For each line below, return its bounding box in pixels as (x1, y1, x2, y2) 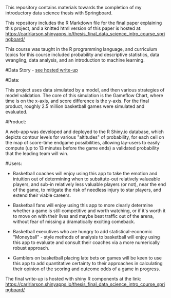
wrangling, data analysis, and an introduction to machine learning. (5, 57, 145, 63)
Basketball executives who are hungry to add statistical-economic (12, 229, 153, 234)
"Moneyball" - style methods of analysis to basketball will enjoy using (12, 234, 160, 240)
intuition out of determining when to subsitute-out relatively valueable (12, 176, 160, 182)
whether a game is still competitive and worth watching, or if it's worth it (12, 208, 166, 214)
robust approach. (12, 245, 50, 251)
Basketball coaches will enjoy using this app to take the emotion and (12, 171, 158, 176)
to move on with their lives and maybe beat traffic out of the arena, (12, 213, 154, 219)
